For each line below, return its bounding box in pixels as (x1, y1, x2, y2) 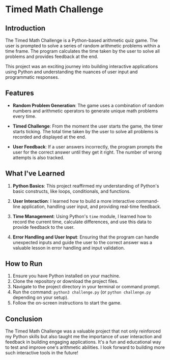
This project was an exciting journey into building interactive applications (5, 64, 158, 69)
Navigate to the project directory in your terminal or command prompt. (12, 284, 160, 290)
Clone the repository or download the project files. (12, 278, 119, 284)
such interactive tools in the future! (5, 350, 78, 356)
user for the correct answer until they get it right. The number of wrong (12, 149, 162, 155)
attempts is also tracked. (12, 154, 65, 161)
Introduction (5, 24, 46, 33)
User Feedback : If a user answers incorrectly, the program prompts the (12, 143, 163, 149)
